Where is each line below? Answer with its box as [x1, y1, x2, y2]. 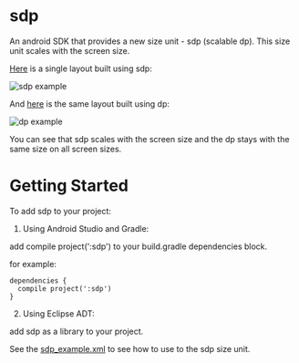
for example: [9, 258, 57, 269]
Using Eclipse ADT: [22, 307, 95, 319]
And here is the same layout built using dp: [9, 98, 170, 109]
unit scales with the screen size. [9, 45, 130, 56]
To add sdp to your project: [9, 205, 112, 216]
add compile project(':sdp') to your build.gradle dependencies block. [9, 241, 268, 252]
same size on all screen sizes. [9, 143, 122, 154]
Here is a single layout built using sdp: [9, 63, 152, 74]
